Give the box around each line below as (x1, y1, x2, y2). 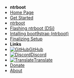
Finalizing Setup (9, 36, 43, 42)
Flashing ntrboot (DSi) (9, 25, 55, 31)
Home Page (9, 9, 34, 15)
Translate (34, 57, 53, 63)
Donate (9, 62, 25, 68)
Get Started (9, 15, 34, 20)
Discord (30, 52, 47, 58)
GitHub (29, 47, 43, 52)
